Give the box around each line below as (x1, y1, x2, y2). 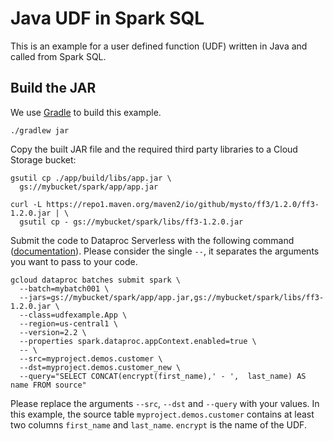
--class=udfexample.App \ (19, 310, 128, 320)
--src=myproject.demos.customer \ (19, 353, 163, 364)
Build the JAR (10, 80, 97, 97)
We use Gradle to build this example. (10, 106, 162, 118)
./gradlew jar (10, 125, 70, 136)
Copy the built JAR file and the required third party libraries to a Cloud (10, 143, 298, 155)
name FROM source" (10, 380, 87, 390)
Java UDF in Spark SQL (10, 7, 205, 30)
